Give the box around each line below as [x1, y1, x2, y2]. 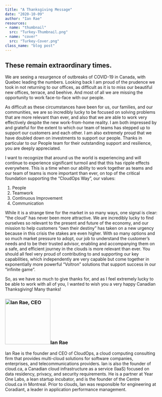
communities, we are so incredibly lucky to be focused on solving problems [5, 109, 156, 115]
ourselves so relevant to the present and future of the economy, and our [5, 220, 149, 226]
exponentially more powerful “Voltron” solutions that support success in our [5, 261, 156, 267]
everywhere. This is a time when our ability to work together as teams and [5, 165, 153, 171]
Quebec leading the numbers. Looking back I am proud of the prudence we [5, 79, 155, 85]
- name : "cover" [5, 35, 38, 39]
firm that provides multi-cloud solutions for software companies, [5, 355, 133, 361]
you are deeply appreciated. [5, 145, 61, 151]
